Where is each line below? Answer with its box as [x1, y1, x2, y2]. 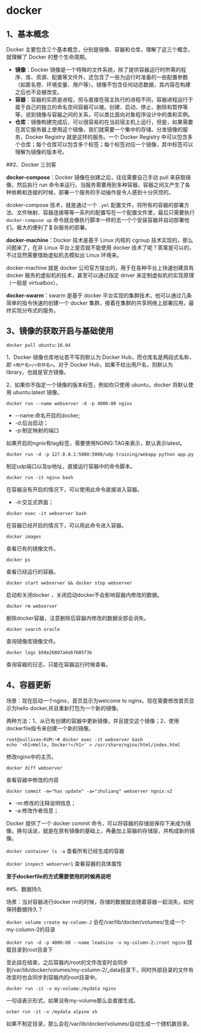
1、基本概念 [6, 29, 50, 39]
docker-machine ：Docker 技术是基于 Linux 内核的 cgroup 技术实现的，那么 [6, 237, 193, 243]
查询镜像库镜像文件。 [6, 638, 59, 645]
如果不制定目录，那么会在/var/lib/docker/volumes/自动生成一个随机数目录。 [6, 1020, 193, 1027]
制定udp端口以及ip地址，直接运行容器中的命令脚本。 [6, 462, 136, 470]
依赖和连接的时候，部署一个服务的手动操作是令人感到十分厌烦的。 [11, 189, 174, 196]
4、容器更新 [6, 680, 51, 690]
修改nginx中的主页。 [6, 753, 57, 760]
